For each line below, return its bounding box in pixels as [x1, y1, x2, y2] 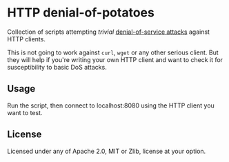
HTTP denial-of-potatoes [7, 5, 155, 21]
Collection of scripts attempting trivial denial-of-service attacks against [7, 28, 210, 36]
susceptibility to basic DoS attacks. [7, 63, 107, 71]
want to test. [7, 108, 43, 117]
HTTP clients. [7, 34, 46, 43]
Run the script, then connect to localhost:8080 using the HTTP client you [7, 101, 215, 110]
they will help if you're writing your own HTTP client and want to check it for [7, 55, 223, 63]
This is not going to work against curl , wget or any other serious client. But [7, 48, 219, 57]
